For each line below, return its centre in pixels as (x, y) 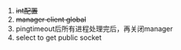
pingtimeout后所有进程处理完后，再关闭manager (94, 29)
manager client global (51, 20)
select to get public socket (59, 37)
